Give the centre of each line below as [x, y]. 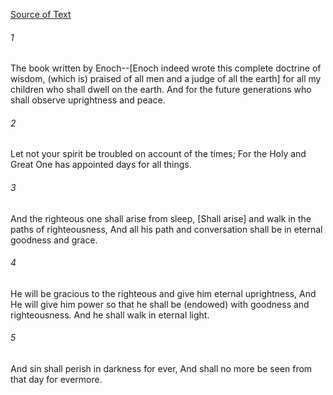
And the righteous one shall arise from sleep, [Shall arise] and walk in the [161, 218]
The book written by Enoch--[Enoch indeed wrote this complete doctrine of [166, 68]
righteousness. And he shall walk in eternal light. [110, 315]
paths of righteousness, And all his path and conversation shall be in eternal [166, 229]
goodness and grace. [54, 240]
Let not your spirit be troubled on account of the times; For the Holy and [158, 154]
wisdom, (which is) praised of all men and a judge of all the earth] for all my [166, 79]
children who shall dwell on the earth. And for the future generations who [161, 90]
